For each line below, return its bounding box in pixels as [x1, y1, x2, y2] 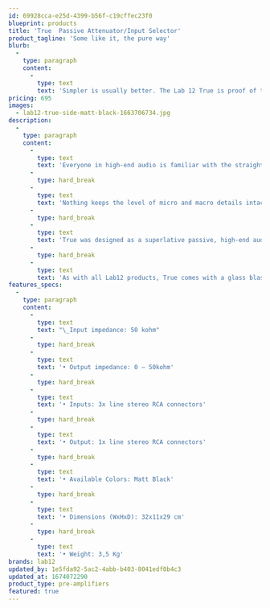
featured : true [8, 588, 59, 596]
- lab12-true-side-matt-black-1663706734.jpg [15, 109, 171, 117]
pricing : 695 [8, 94, 52, 102]
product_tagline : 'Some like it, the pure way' [8, 34, 171, 43]
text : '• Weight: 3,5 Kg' [37, 550, 125, 558]
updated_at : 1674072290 [8, 573, 88, 581]
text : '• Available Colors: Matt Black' [37, 475, 174, 483]
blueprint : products [8, 19, 78, 27]
